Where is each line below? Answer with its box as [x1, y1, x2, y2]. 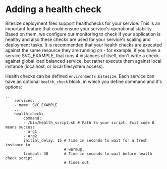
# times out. [64, 160, 92, 165]
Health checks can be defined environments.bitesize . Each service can [5, 73, 155, 79]
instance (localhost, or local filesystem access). [5, 63, 104, 69]
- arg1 [23, 129, 37, 134]
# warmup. [64, 147, 85, 152]
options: [5, 83, 23, 90]
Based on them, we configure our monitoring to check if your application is [5, 31, 161, 37]
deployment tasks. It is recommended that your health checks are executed [5, 41, 162, 48]
